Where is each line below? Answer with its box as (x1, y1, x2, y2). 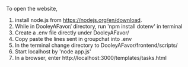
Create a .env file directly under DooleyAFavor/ (14, 29, 129, 36)
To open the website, (6, 5, 58, 12)
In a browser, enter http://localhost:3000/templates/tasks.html (14, 55, 167, 61)
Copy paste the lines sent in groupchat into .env (14, 36, 132, 42)
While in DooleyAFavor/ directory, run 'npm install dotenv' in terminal (14, 23, 183, 30)
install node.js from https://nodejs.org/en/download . (14, 17, 142, 23)
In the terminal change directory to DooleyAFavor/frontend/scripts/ (14, 42, 178, 49)
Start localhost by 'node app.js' (14, 48, 91, 55)
